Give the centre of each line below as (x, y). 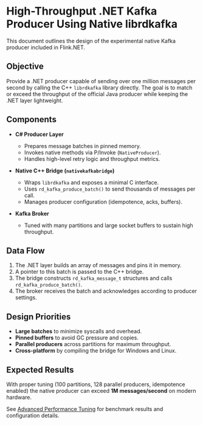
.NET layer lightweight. (35, 100)
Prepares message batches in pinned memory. (83, 146)
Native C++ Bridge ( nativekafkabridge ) (65, 171)
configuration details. (33, 415)
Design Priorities (39, 317)
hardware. (19, 397)
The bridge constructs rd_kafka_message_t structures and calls (94, 278)
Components (31, 120)
